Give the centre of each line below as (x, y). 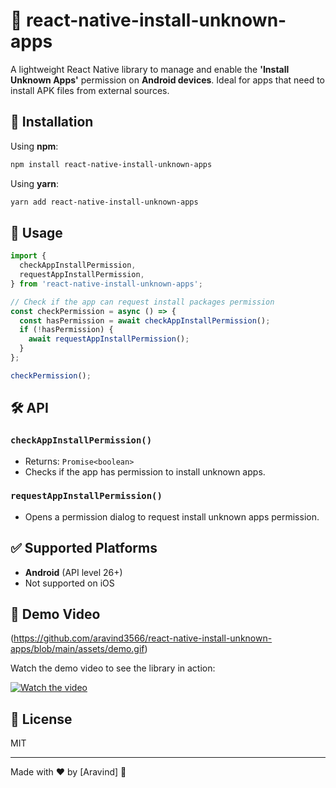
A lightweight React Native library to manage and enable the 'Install (150, 69)
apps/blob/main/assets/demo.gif (77, 649)
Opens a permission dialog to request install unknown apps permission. (172, 516)
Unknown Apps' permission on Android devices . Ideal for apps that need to (168, 80)
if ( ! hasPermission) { (66, 330)
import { (28, 256)
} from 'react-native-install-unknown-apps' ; (106, 284)
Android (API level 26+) (73, 572)
